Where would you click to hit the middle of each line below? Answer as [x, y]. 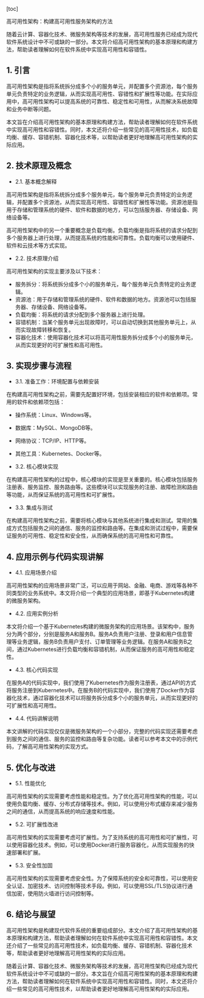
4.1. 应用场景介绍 [36, 573]
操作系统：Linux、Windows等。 [55, 415]
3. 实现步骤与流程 [39, 366]
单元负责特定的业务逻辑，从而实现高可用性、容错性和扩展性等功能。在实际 [99, 94]
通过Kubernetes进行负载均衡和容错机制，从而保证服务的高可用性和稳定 [106, 649]
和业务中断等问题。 [30, 109]
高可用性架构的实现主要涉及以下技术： [54, 271]
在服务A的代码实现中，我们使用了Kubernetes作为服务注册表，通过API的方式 [101, 683]
